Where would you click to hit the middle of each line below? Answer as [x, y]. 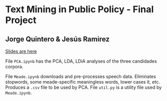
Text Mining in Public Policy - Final [80, 9]
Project [21, 20]
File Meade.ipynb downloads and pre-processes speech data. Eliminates [81, 77]
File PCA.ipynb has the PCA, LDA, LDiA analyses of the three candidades [81, 61]
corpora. [15, 67]
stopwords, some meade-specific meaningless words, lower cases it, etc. [83, 82]
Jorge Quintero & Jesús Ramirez [57, 39]
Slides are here [21, 51]
